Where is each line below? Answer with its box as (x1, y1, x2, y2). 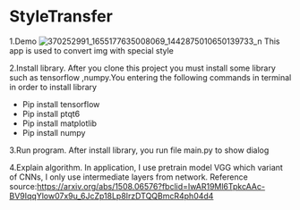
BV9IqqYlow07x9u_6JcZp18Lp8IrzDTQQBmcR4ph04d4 (9, 190, 214, 201)
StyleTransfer (9, 6, 114, 27)
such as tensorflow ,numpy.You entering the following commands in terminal (9, 71, 292, 82)
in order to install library (9, 81, 97, 92)
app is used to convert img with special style (9, 45, 175, 55)
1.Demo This (9, 36, 280, 46)
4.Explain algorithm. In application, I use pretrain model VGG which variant (9, 162, 284, 172)
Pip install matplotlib (21, 118, 97, 129)
